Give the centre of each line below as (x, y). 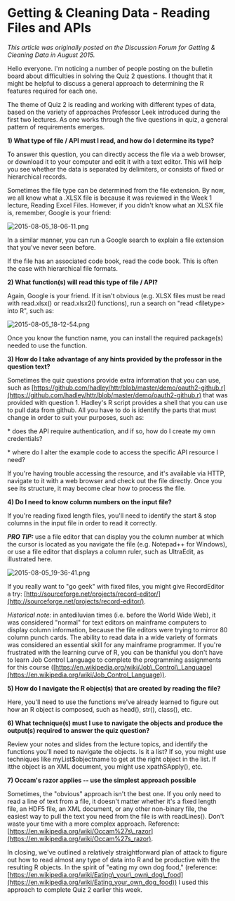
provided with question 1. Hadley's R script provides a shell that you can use (117, 402)
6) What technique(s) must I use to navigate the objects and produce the (115, 723)
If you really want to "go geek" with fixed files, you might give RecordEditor (116, 586)
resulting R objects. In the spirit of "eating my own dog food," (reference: (112, 867)
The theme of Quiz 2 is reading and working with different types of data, (112, 104)
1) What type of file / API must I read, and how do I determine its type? (111, 140)
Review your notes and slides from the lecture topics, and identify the (108, 744)
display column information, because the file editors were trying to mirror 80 (117, 630)
